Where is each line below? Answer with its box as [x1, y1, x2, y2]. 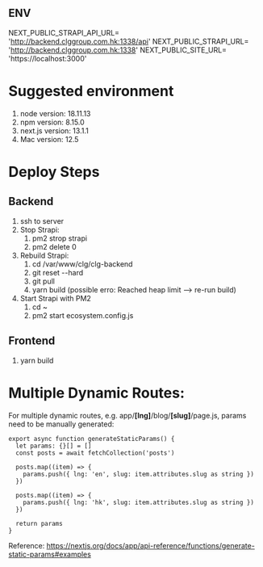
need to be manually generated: [8, 419, 115, 429]
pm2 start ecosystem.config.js [31, 310, 134, 320]
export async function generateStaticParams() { [8, 435, 175, 443]
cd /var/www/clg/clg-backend [31, 258, 133, 269]
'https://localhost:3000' [8, 53, 87, 63]
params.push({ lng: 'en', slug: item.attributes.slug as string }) [23, 470, 254, 478]
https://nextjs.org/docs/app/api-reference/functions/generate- [46, 540, 256, 550]
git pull [31, 276, 55, 286]
